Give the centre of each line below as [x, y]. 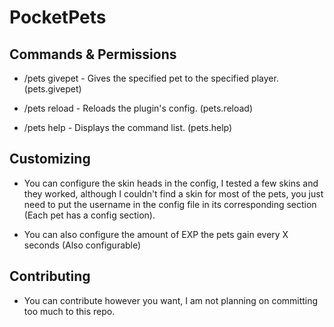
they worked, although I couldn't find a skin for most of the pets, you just [173, 193]
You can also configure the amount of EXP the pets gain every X [156, 234]
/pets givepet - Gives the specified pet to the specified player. [151, 78]
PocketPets [58, 17]
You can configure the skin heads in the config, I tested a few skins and [171, 183]
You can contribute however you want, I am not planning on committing [171, 300]
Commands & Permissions [93, 54]
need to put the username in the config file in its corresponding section [170, 204]
